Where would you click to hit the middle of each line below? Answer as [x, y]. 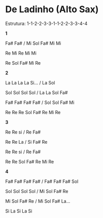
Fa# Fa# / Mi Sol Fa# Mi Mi [33, 43]
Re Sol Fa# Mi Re [23, 63]
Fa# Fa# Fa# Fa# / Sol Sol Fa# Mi [40, 102]
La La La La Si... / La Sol [30, 83]
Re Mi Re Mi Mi [21, 53]
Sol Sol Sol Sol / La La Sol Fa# [37, 92]
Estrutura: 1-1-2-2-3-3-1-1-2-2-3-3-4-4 [46, 23]
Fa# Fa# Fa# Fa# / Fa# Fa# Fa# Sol [42, 181]
